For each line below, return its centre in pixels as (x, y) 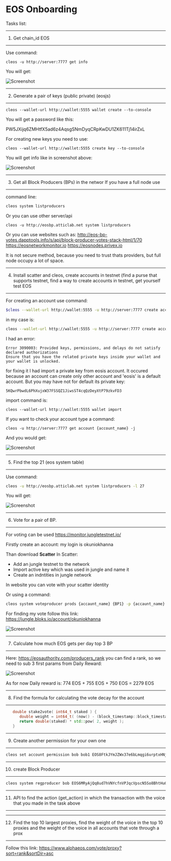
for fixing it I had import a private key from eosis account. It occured (77, 371)
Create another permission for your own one (59, 741)
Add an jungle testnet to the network (51, 564)
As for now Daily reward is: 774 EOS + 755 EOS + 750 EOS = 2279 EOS (80, 683)
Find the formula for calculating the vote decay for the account (79, 698)
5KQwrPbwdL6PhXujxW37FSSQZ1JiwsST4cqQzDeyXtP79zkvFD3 (64, 391)
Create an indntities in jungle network (52, 575)
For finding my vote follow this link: (42, 614)
